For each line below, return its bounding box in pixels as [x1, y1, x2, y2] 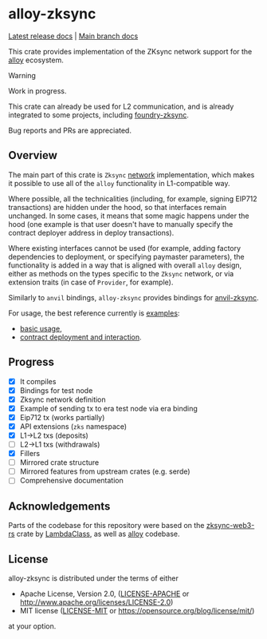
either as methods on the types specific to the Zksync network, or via [8, 268, 234, 278]
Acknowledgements [8, 499, 111, 513]
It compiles [19, 376, 57, 386]
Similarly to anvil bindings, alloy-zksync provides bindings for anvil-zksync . [8, 292, 259, 302]
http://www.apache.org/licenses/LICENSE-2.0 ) [19, 597, 174, 607]
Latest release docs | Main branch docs [8, 31, 139, 41]
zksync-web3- [206, 521, 255, 530]
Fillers [19, 449, 41, 458]
